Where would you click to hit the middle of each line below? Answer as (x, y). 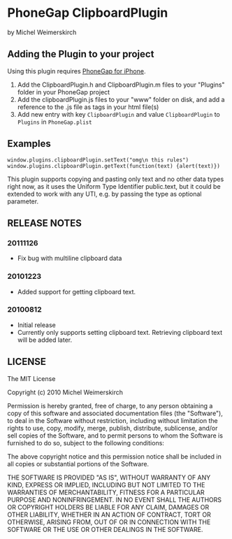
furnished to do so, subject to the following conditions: (86, 443)
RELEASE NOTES (45, 223)
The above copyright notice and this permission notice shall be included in (114, 457)
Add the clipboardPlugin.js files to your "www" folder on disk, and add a (121, 99)
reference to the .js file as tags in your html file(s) (88, 107)
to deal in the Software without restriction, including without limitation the (113, 420)
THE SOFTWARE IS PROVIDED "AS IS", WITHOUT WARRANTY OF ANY (109, 477)
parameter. (23, 201)
